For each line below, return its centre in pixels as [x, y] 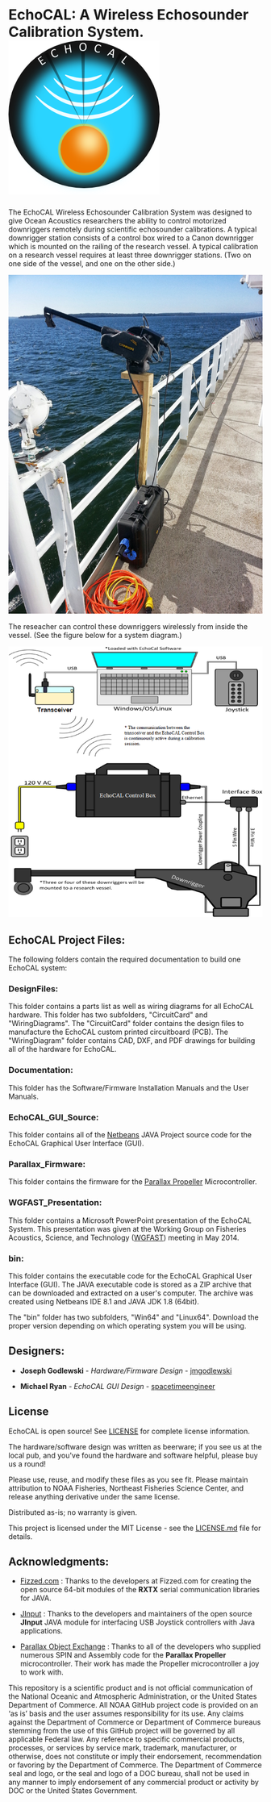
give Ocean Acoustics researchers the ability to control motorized [118, 220]
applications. [41, 1631]
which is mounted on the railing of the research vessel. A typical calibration [133, 246]
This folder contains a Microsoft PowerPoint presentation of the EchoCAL [130, 1220]
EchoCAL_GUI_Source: [54, 1117]
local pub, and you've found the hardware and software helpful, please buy [133, 1455]
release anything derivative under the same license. [94, 1496]
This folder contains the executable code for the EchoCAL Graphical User [130, 1275]
